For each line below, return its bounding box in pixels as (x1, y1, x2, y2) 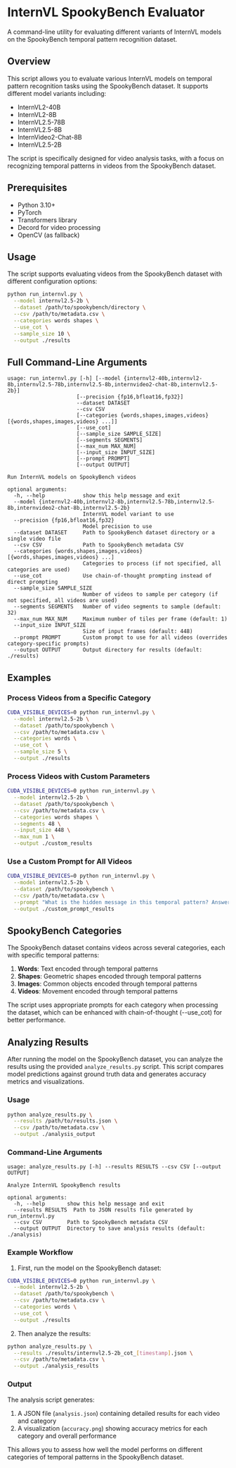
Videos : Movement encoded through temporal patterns (17, 987, 178, 996)
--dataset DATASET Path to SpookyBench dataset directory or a (13, 530, 216, 537)
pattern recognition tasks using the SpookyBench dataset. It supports (7, 82, 209, 90)
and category (17, 1417, 57, 1425)
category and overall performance (17, 1431, 117, 1440)
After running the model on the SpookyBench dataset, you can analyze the (7, 1055, 223, 1063)
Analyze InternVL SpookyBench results (7, 1182, 121, 1189)
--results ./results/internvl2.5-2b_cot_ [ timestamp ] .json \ (13, 1350, 193, 1357)
